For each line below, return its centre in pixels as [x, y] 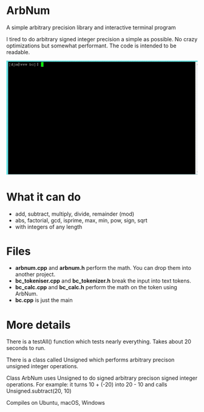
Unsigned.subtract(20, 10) [39, 391]
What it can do [43, 197]
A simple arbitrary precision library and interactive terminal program [91, 27]
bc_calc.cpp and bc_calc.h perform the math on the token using [96, 287]
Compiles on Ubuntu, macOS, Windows [56, 403]
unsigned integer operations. [42, 366]
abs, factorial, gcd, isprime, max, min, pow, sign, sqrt [81, 220]
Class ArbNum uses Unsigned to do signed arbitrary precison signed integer [102, 378]
